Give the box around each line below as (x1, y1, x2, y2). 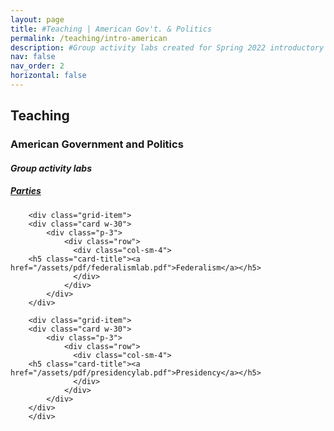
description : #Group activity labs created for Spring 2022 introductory (10, 42, 325, 53)
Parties (10, 185, 42, 197)
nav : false (10, 52, 56, 62)
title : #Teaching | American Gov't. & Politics (10, 24, 213, 34)
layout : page (10, 14, 65, 25)
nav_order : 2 (10, 61, 65, 71)
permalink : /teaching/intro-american (10, 33, 168, 43)
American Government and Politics (10, 137, 184, 151)
